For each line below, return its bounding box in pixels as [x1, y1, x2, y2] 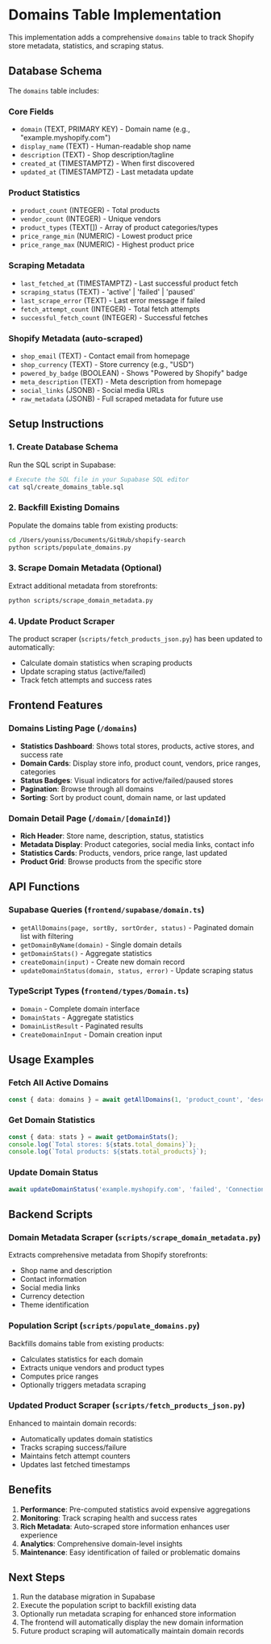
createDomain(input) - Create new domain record [19, 957, 186, 966]
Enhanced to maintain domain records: [8, 1418, 137, 1428]
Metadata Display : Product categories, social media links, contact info [19, 839, 255, 849]
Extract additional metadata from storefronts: [8, 581, 158, 590]
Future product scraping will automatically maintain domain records [19, 1626, 244, 1636]
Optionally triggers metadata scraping [19, 1379, 147, 1389]
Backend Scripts [8, 1208, 93, 1221]
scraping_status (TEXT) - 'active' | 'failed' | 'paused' [19, 286, 196, 296]
